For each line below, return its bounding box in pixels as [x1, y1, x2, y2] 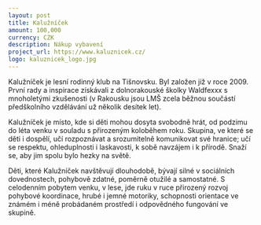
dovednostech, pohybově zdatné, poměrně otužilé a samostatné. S [8, 174, 226, 183]
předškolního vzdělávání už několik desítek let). [8, 101, 162, 111]
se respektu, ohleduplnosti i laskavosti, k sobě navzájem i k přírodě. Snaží [8, 142, 247, 152]
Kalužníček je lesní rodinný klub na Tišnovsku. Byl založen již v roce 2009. [8, 76, 249, 87]
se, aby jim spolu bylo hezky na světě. [8, 150, 131, 160]
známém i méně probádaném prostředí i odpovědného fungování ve [8, 199, 229, 208]
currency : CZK [8, 33, 55, 42]
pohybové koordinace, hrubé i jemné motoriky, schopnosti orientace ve [8, 190, 239, 201]
